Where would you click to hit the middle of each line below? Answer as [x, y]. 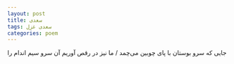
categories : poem [33, 33]
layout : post [26, 14]
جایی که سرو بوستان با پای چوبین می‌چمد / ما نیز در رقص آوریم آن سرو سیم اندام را [117, 53]
